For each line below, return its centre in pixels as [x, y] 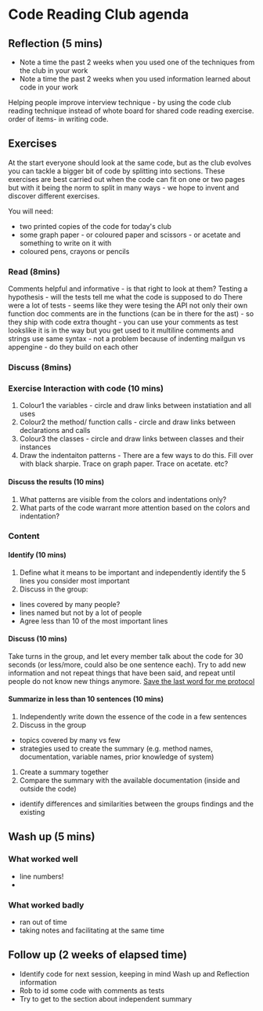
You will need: [31, 211]
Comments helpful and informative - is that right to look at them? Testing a [128, 289]
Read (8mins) [34, 271]
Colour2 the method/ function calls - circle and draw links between [128, 422]
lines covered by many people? [70, 604]
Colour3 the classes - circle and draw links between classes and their [132, 439]
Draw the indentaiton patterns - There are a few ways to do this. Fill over [136, 456]
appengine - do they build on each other [73, 347]
